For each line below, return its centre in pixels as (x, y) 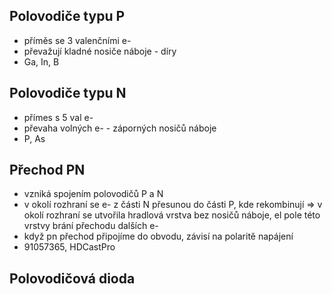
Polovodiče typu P (67, 16)
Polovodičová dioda (72, 278)
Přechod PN (47, 170)
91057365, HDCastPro (69, 247)
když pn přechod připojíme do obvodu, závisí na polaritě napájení (158, 236)
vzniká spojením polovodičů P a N (93, 194)
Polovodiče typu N (68, 93)
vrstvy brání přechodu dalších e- (91, 226)
